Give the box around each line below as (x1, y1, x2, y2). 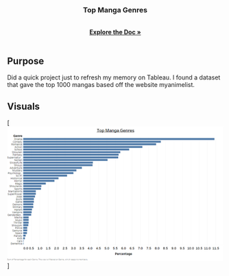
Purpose (7, 55, 45, 66)
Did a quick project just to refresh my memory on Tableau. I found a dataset (7, 73, 221, 81)
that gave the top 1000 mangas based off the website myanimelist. (7, 81, 195, 89)
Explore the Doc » (89, 28, 141, 36)
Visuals (7, 101, 40, 112)
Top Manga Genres (83, 5, 147, 14)
